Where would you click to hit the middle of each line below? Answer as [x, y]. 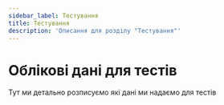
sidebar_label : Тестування [53, 16]
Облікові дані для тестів [93, 70]
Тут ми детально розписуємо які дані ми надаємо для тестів [112, 92]
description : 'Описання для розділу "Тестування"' [95, 30]
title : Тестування [39, 23]
